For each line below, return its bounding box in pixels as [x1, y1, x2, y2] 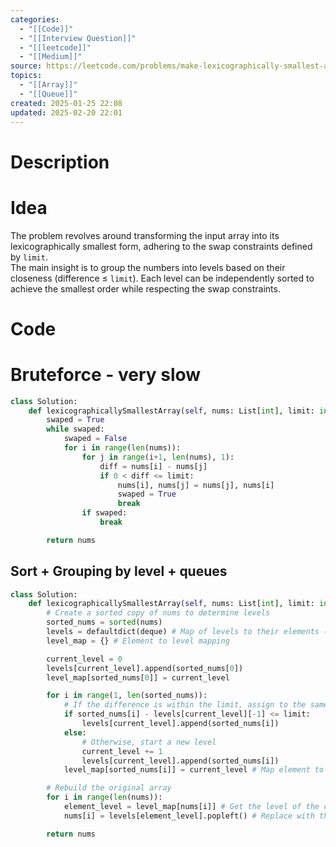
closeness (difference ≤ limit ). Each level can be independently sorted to [10, 272, 315, 284]
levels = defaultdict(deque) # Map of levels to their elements [46, 627, 320, 637]
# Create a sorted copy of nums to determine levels [46, 608, 271, 618]
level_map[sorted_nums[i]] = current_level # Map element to [63, 765, 325, 775]
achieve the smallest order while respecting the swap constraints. [10, 282, 281, 295]
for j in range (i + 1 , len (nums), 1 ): [81, 452, 235, 462]
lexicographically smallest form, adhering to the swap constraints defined [10, 240, 313, 252]
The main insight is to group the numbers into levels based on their [10, 261, 286, 273]
